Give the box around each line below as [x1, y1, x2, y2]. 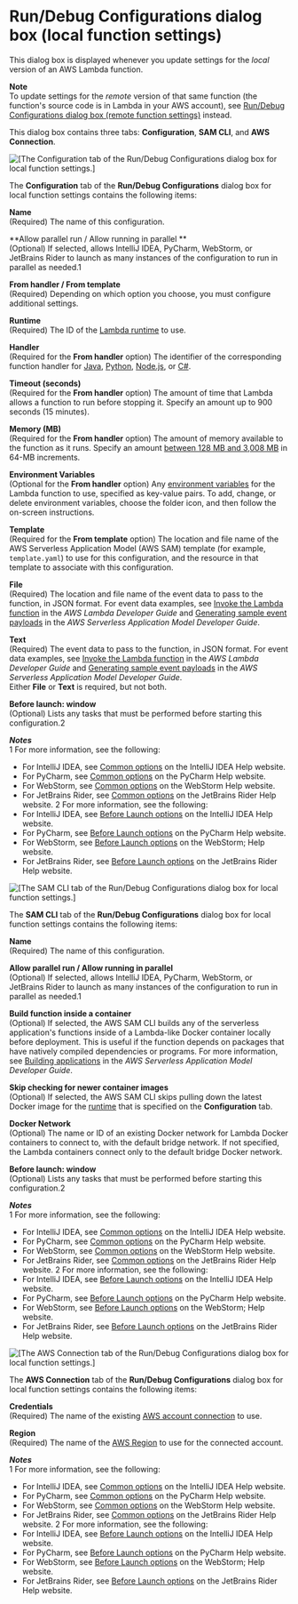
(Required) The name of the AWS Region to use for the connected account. [9, 1437, 284, 1448]
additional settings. [9, 298, 79, 309]
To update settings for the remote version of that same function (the [9, 91, 258, 101]
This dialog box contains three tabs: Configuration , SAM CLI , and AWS [9, 126, 271, 137]
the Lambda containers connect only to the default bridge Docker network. [9, 1146, 283, 1157]
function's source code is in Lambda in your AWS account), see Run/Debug [9, 100, 286, 110]
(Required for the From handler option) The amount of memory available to [9, 433, 284, 444]
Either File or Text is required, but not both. [9, 681, 167, 692]
